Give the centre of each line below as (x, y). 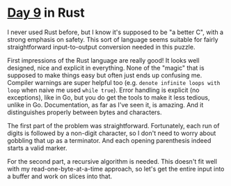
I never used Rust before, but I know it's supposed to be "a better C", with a (115, 32)
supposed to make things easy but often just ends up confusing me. (105, 75)
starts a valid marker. (37, 148)
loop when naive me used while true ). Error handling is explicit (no (103, 90)
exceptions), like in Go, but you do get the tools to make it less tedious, (109, 97)
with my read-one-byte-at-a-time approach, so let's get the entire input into (116, 169)
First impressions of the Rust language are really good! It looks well (103, 60)
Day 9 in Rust (46, 13)
